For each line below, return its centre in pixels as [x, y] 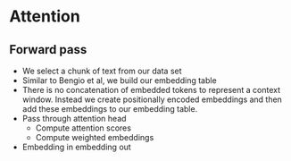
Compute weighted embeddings [95, 137]
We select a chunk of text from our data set [102, 71]
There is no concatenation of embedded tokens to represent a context [151, 90]
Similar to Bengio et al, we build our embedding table [119, 80]
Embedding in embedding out [76, 147]
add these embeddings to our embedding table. [110, 109]
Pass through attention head [74, 119]
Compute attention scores [83, 128]
